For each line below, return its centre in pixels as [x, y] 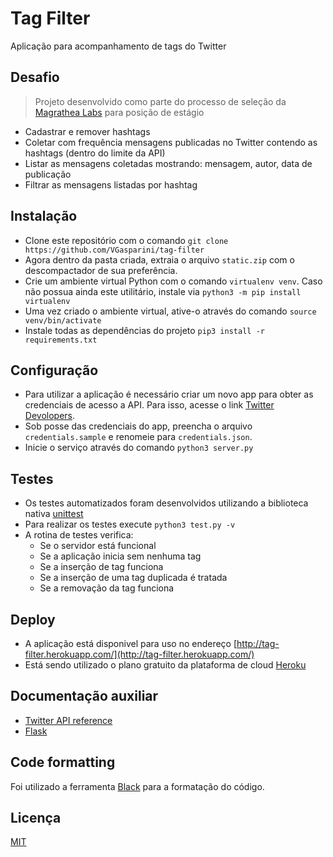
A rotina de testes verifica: [79, 535]
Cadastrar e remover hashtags [87, 131]
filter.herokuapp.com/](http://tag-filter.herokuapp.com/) [139, 654]
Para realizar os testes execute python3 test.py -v [130, 524]
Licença [36, 818]
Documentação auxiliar [84, 696]
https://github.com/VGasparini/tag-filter [114, 250]
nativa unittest [54, 514]
